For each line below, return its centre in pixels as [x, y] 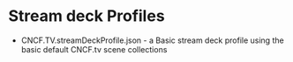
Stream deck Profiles [86, 16]
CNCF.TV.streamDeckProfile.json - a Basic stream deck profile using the [152, 40]
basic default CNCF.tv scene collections [94, 49]
